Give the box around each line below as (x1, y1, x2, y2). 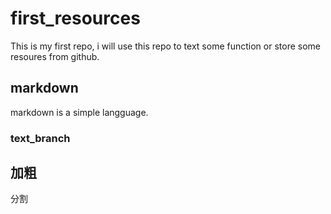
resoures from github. (10, 50, 100, 62)
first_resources (10, 7, 141, 30)
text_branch (10, 131, 71, 145)
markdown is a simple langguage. (10, 106, 149, 118)
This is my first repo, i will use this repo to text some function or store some (10, 40, 321, 52)
